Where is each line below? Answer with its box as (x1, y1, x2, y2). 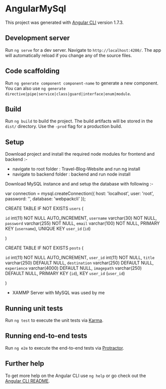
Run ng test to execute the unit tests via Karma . (5, 317, 103, 323)
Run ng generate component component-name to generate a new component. (5, 80, 159, 86)
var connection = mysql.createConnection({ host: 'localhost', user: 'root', (5, 191, 154, 196)
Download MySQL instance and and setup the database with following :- (5, 181, 154, 187)
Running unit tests (5, 304, 63, 312)
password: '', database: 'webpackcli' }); (5, 196, 86, 202)
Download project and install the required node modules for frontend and (5, 151, 155, 157)
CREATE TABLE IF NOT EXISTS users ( (5, 205, 83, 211)
